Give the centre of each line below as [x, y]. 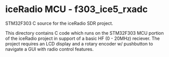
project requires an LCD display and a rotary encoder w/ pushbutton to [79, 43]
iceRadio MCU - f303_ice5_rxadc [77, 9]
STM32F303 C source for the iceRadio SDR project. [59, 23]
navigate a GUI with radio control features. [49, 49]
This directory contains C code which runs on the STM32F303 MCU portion [84, 33]
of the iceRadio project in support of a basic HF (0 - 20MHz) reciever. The [82, 38]
